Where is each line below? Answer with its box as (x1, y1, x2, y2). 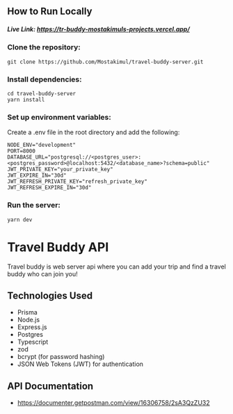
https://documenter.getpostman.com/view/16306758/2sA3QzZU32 (17, 399, 210, 407)
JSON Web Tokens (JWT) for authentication (17, 360, 144, 368)
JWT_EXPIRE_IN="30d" (7, 172, 67, 180)
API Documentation (7, 380, 94, 392)
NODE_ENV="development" (7, 142, 77, 149)
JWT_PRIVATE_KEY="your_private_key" (7, 166, 113, 173)
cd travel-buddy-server (7, 90, 77, 97)
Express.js (17, 323, 47, 331)
